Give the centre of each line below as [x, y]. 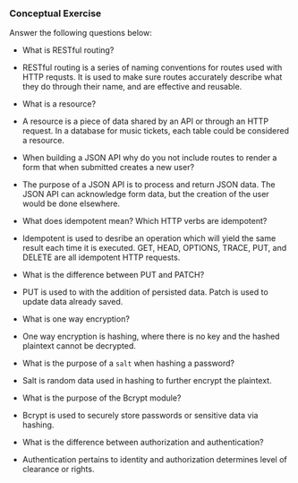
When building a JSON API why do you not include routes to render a [149, 158]
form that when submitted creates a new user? [108, 168]
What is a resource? [59, 104]
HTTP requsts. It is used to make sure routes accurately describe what [152, 77]
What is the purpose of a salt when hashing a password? [128, 363]
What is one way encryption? [76, 319]
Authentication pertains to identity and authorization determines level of [155, 460]
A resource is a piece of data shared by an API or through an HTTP [145, 121]
